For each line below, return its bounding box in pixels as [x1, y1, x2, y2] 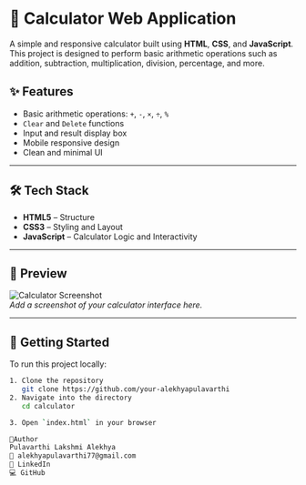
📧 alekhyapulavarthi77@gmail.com [9, 451, 137, 460]
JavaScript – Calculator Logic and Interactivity [22, 231, 198, 242]
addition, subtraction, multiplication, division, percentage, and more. [9, 57, 266, 68]
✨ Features [9, 84, 74, 99]
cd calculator [21, 401, 76, 410]
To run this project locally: [9, 359, 107, 369]
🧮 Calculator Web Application [9, 8, 237, 29]
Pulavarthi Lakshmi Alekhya [9, 443, 117, 452]
